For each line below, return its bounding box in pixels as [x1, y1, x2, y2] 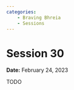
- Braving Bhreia [17, 15, 61, 21]
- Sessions [17, 20, 45, 26]
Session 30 [6, 46, 65, 60]
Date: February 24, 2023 [6, 66, 69, 74]
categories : [6, 9, 36, 15]
